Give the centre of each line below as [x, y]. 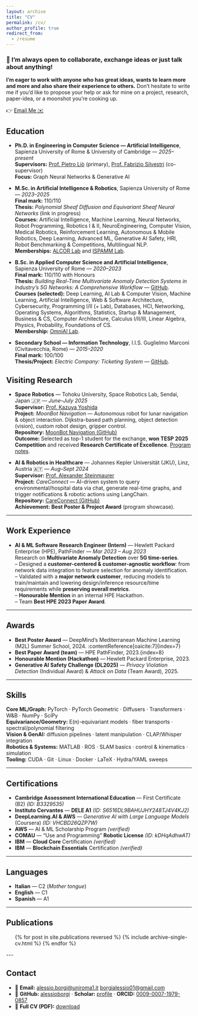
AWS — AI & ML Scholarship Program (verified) [72, 829]
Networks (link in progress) [48, 214]
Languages [27, 872]
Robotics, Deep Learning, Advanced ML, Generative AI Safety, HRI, [96, 238]
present [24, 158]
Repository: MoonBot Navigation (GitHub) [66, 432]
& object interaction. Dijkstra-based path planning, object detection [96, 419]
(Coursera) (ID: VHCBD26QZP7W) [56, 823]
